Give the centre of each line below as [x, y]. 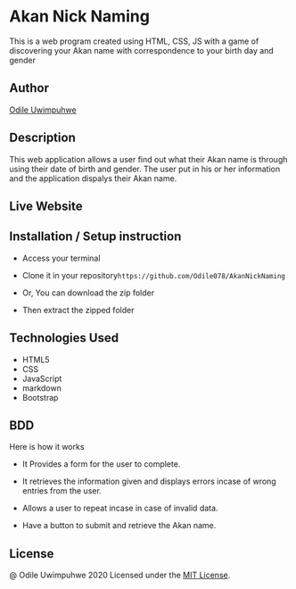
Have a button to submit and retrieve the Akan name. [119, 526]
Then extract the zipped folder [78, 310]
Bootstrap [40, 397]
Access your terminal [61, 258]
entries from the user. [62, 491]
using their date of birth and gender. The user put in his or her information [145, 169]
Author [29, 88]
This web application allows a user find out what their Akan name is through [148, 159]
